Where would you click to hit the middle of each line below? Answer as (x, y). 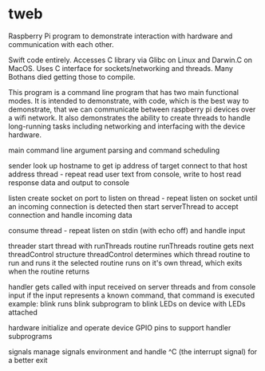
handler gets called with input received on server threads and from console (132, 286)
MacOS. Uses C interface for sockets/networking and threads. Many (121, 68)
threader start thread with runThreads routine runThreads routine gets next (131, 246)
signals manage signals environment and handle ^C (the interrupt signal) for (133, 351)
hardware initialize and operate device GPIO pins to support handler (120, 327)
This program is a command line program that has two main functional (124, 92)
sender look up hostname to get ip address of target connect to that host (128, 165)
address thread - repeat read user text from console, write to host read (125, 174)
